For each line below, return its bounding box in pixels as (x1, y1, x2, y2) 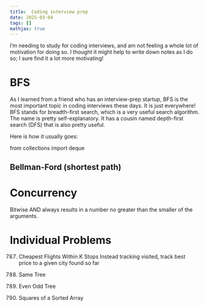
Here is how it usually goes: (10, 133, 79, 140)
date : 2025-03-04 (10, 14, 54, 20)
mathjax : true (10, 25, 46, 32)
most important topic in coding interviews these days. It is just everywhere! (10, 102, 196, 109)
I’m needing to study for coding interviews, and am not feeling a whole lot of (10, 42, 199, 49)
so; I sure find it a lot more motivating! (10, 55, 104, 62)
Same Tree (18, 271, 46, 278)
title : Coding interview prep (10, 8, 88, 15)
